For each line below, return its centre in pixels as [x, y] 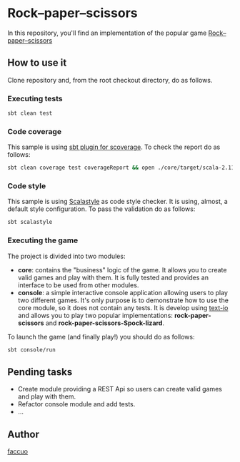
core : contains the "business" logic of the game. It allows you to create [122, 269]
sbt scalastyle [30, 222]
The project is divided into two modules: [66, 256]
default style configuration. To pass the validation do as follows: [101, 209]
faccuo [18, 451]
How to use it [37, 63]
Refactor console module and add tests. [76, 404]
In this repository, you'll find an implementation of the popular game [107, 33]
